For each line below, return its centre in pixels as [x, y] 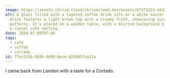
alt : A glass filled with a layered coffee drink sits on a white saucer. [86, 15]
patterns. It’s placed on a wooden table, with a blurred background [84, 24]
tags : [11, 38]
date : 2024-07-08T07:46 [30, 33]
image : [12, 10]
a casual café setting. [35, 29]
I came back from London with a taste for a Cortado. [60, 71]
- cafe [17, 43]
